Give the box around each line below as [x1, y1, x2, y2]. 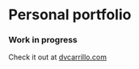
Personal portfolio [8, 6, 132, 24]
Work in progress [8, 34, 78, 46]
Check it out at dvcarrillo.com [8, 52, 107, 62]
